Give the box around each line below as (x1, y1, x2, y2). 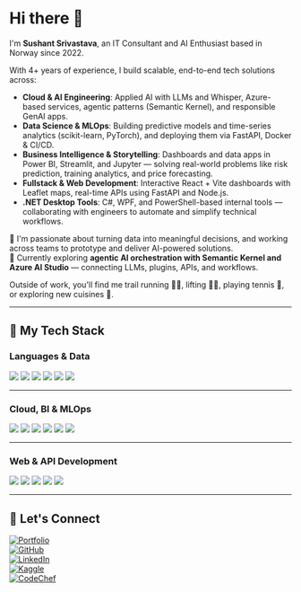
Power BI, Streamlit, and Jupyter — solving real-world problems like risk (21, 158, 288, 169)
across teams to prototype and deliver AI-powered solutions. (9, 243, 234, 253)
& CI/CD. (21, 139, 55, 150)
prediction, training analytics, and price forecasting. (21, 168, 213, 179)
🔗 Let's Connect (9, 511, 100, 526)
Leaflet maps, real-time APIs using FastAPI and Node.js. (21, 187, 229, 198)
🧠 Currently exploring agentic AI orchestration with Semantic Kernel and (9, 252, 282, 263)
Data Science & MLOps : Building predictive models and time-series (21, 120, 271, 131)
